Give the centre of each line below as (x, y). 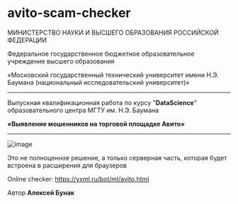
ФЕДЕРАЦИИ (27, 40)
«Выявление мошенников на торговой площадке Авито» (96, 124)
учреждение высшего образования (61, 61)
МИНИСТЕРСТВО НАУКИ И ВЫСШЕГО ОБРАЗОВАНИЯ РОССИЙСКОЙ (113, 32)
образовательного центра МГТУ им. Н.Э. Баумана (83, 110)
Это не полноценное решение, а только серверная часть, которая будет (117, 157)
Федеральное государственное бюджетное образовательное (101, 54)
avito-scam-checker (69, 13)
